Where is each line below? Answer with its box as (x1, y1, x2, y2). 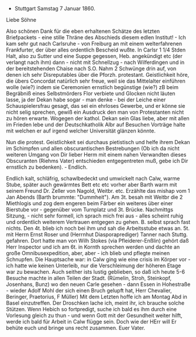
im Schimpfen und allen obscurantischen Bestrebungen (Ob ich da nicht (6, 145, 180, 152)
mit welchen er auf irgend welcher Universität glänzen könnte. (6, 127, 156, 134)
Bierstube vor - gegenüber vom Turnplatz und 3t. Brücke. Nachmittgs (6, 206, 174, 213)
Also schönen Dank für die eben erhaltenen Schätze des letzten (6, 28, 160, 35)
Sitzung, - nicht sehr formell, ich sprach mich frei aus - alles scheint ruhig (6, 212, 183, 219)
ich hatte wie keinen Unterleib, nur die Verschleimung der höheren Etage (6, 262, 181, 269)
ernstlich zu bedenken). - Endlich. (6, 164, 88, 171)
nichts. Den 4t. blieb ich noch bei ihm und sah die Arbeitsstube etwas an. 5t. (6, 225, 190, 232)
